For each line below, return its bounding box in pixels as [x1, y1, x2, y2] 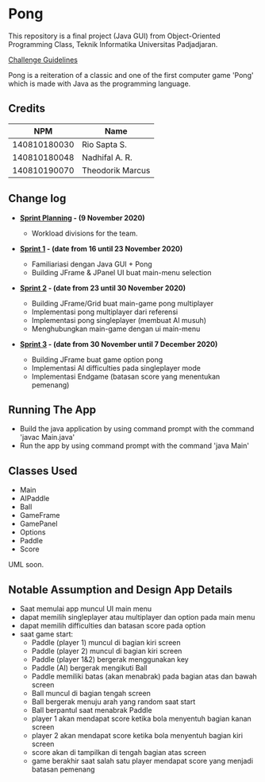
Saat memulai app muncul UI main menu [19, 604, 152, 613]
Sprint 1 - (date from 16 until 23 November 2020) [19, 243, 183, 253]
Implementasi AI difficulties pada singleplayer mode [31, 363, 201, 372]
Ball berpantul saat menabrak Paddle [31, 706, 152, 714]
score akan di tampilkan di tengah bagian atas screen [31, 748, 206, 757]
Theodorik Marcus [82, 165, 151, 176]
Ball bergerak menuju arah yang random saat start [31, 697, 196, 706]
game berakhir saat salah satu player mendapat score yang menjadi [31, 757, 254, 765]
